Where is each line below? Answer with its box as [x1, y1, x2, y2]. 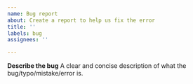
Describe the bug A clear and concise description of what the [7, 62, 187, 70]
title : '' [7, 23, 36, 30]
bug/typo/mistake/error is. [7, 69, 84, 78]
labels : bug [7, 29, 42, 37]
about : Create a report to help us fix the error [7, 17, 156, 24]
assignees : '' [7, 36, 49, 43]
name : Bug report [7, 10, 58, 17]
